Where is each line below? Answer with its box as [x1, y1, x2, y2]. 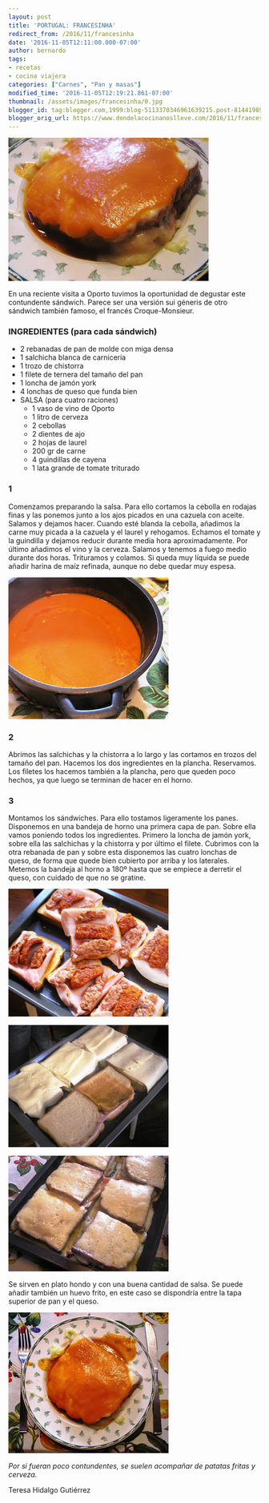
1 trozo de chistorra [19, 361, 84, 371]
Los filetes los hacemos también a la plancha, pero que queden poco [8, 767, 236, 776]
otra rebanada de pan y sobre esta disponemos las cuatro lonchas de [8, 848, 238, 857]
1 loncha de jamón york [19, 378, 97, 388]
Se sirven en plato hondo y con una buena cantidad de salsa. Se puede [8, 1279, 243, 1289]
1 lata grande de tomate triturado [31, 463, 140, 473]
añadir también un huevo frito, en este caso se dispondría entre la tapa [8, 1288, 242, 1298]
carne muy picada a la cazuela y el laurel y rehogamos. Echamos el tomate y [8, 527, 261, 537]
